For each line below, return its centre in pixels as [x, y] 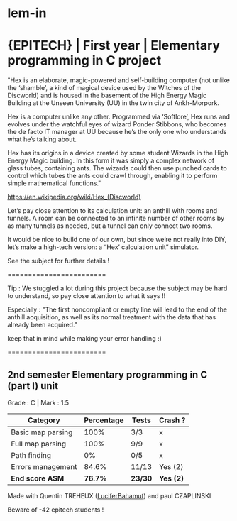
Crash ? [172, 420]
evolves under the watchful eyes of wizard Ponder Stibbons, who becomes [117, 124]
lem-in [27, 13]
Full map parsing [39, 444]
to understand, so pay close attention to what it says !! [87, 296]
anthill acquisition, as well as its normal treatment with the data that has [112, 317]
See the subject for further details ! [59, 261]
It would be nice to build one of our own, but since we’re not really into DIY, [117, 240]
